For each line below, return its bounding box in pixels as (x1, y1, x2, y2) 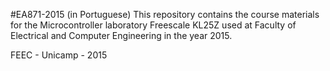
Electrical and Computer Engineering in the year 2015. (10, 30, 233, 41)
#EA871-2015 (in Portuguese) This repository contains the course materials (10, 9, 320, 20)
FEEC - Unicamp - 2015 (10, 49, 108, 61)
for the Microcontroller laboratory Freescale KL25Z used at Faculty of (10, 19, 297, 31)
